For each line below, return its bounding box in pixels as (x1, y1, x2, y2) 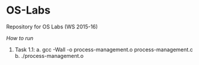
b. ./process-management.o (14, 52, 84, 59)
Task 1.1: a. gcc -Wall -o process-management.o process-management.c (14, 45, 194, 53)
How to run (6, 34, 34, 41)
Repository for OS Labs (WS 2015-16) (6, 23, 98, 30)
